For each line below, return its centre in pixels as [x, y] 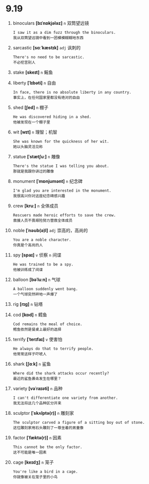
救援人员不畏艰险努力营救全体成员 [43, 220]
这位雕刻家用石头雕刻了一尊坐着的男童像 [48, 428]
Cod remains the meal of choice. [48, 324]
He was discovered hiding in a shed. [52, 117]
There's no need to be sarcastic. [49, 57]
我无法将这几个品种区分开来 [37, 403]
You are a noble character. [42, 240]
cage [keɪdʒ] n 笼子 [33, 462]
